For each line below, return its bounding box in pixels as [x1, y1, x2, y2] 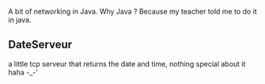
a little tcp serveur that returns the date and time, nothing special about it [8, 59, 246, 68]
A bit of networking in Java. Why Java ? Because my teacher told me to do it [8, 7, 257, 16]
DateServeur [8, 38, 73, 52]
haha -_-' [8, 67, 38, 77]
